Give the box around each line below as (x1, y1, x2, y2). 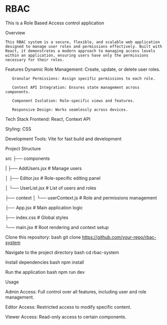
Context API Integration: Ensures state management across (12, 85, 140, 90)
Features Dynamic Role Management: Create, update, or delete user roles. (5, 66, 161, 72)
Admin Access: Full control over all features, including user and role (5, 288, 147, 295)
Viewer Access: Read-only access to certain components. (5, 313, 127, 320)
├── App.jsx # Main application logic (5, 204, 83, 211)
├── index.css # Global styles (5, 214, 69, 220)
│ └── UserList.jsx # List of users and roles (5, 185, 96, 191)
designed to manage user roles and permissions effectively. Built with (5, 44, 162, 49)
